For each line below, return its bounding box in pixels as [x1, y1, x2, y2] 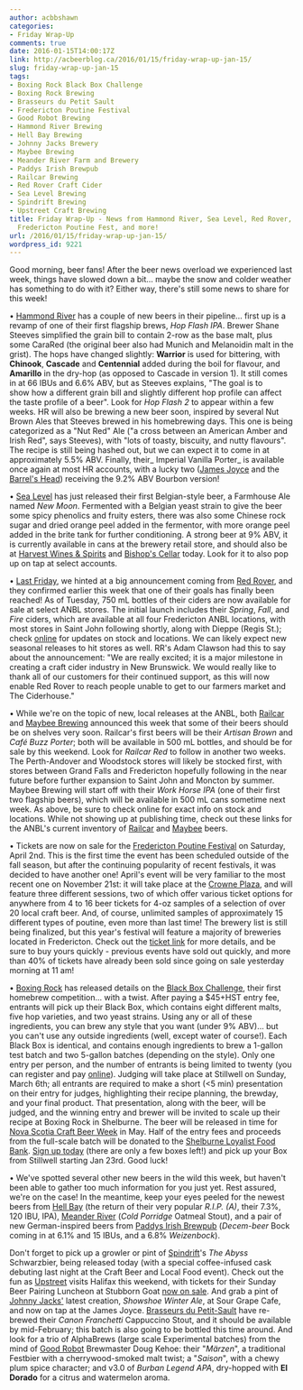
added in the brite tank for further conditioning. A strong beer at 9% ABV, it [9, 529, 289, 540]
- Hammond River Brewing [9, 123, 103, 132]
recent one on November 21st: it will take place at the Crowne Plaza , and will [9, 879, 293, 889]
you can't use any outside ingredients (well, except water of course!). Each [9, 1030, 288, 1042]
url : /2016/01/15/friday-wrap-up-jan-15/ [9, 231, 168, 240]
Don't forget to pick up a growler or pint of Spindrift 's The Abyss [9, 1247, 249, 1258]
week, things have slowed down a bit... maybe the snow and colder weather [9, 274, 291, 285]
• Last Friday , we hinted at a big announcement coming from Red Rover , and [9, 575, 293, 586]
